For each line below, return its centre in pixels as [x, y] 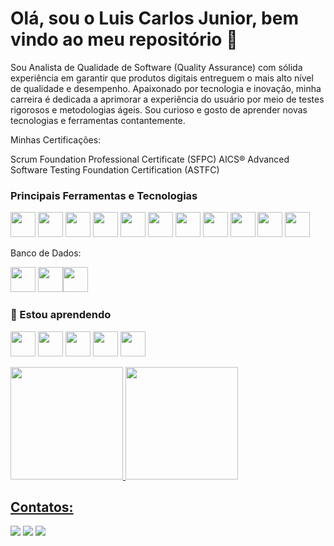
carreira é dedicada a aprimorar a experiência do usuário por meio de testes [167, 99]
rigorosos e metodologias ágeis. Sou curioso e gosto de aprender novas [159, 109]
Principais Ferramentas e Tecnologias [104, 195]
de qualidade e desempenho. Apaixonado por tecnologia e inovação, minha [166, 88]
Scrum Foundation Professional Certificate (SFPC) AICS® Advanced [150, 159]
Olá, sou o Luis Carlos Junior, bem [154, 18]
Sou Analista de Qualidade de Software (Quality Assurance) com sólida [156, 67]
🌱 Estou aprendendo [61, 315]
